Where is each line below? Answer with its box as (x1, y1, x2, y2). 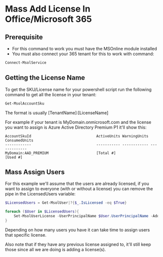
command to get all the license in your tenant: (5, 91, 97, 97)
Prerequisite (5, 33, 43, 41)
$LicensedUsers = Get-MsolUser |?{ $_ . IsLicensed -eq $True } (5, 200, 127, 205)
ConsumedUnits (5, 138, 34, 143)
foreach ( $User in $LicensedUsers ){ (5, 209, 79, 214)
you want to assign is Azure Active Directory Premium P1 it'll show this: (5, 124, 147, 130)
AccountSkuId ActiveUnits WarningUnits (5, 134, 149, 138)
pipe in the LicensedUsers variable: (5, 191, 76, 197)
